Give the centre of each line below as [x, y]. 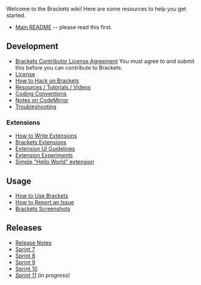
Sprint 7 [25, 249]
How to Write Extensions [46, 136]
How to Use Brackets [42, 196]
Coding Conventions [41, 94]
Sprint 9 [25, 262]
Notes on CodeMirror [42, 100]
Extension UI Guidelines [45, 149]
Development [33, 46]
